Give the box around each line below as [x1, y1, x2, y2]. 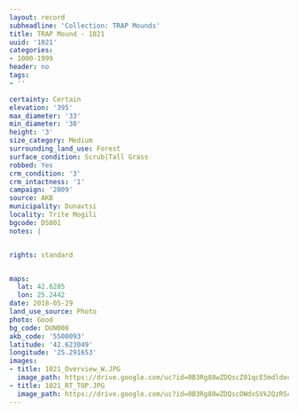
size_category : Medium [9, 136, 93, 145]
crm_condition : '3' [9, 169, 82, 178]
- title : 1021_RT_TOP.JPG [9, 381, 105, 390]
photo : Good [9, 315, 53, 324]
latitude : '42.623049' [9, 340, 93, 349]
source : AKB [9, 194, 53, 203]
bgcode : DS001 [9, 218, 62, 227]
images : [9, 356, 38, 366]
